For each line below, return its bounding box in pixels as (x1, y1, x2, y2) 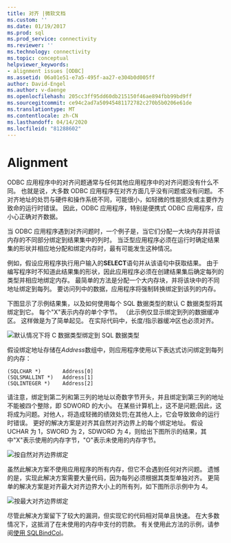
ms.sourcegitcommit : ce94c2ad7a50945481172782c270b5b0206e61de (7, 100, 192, 107)
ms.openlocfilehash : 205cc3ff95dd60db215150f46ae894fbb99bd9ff (7, 93, 192, 100)
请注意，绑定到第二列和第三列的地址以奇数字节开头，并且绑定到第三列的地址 (7, 393, 224, 401)
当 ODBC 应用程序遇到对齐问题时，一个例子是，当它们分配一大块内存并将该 (7, 228, 221, 236)
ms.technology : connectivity (7, 49, 91, 56)
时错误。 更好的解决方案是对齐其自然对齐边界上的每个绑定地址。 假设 (7, 419, 203, 427)
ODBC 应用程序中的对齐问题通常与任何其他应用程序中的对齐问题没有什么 (7, 178, 213, 186)
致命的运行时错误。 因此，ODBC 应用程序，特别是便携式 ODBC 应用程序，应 (7, 204, 223, 212)
